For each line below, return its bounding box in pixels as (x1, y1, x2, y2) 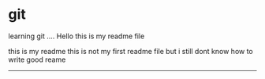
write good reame (8, 55, 66, 64)
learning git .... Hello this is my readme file (8, 31, 145, 41)
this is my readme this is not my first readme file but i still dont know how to (8, 46, 254, 56)
